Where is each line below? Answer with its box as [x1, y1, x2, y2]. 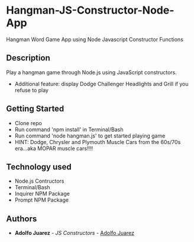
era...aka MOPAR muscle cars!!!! [14, 145, 93, 152]
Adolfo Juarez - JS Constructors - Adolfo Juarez [14, 230, 135, 237]
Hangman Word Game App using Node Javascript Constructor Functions [6, 36, 183, 43]
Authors [6, 214, 37, 224]
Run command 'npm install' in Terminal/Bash [14, 126, 124, 133]
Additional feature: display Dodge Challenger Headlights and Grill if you [14, 80, 189, 87]
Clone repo [14, 119, 43, 126]
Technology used [6, 161, 72, 172]
